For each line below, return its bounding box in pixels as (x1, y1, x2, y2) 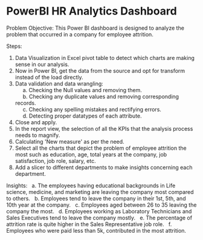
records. (14, 99, 36, 107)
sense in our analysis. (14, 61, 69, 68)
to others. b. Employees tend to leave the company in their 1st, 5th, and (6, 195, 186, 202)
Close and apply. (14, 118, 57, 125)
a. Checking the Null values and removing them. (22, 86, 142, 93)
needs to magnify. (14, 132, 60, 139)
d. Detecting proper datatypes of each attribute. (22, 112, 142, 119)
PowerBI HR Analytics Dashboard (6, 4, 177, 18)
